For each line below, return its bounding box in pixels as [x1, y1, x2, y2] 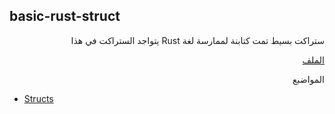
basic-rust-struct [9, 8, 121, 25]
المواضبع [292, 73, 325, 85]
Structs [23, 92, 54, 104]
